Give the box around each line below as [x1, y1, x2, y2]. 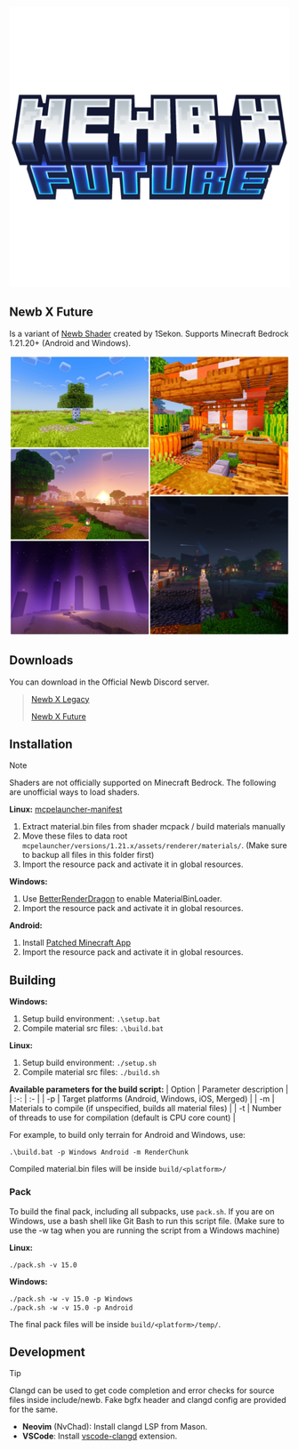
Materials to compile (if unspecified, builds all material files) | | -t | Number [9, 1103, 282, 1114]
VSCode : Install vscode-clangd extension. [21, 1430, 178, 1442]
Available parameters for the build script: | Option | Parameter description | [9, 1084, 289, 1095]
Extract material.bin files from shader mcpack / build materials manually [21, 821, 286, 832]
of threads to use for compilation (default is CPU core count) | [9, 1112, 236, 1123]
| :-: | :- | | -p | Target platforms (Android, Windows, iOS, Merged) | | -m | [9, 1094, 275, 1104]
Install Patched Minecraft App [21, 937, 132, 949]
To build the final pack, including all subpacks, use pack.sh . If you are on [9, 1206, 275, 1216]
